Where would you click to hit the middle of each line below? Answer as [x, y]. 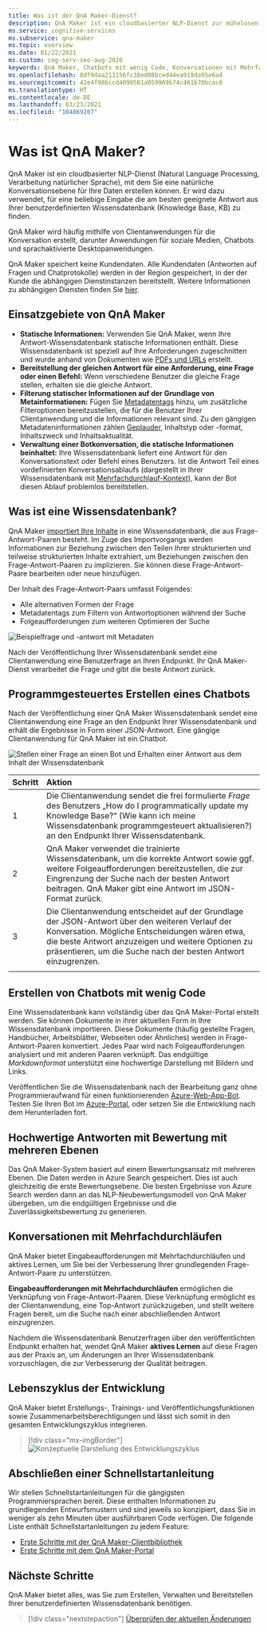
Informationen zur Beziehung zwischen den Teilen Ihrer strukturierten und [130, 548]
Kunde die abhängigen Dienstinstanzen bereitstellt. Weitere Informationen [130, 281]
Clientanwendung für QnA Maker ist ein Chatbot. [88, 738]
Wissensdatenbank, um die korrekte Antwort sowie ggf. [150, 859]
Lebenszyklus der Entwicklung [87, 1389]
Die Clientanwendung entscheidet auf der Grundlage [145, 912]
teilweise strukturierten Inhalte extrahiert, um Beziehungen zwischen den [128, 556]
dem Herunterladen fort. [48, 1112]
